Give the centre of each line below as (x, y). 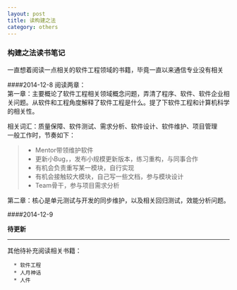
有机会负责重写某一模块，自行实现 (85, 167)
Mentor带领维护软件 (64, 150)
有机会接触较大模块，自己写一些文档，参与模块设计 (109, 176)
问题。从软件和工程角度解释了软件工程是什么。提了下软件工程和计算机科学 (121, 102)
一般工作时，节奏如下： (41, 135)
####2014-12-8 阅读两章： (47, 85)
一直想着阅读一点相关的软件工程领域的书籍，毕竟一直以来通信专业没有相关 (115, 70)
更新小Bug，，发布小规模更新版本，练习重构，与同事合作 (117, 159)
